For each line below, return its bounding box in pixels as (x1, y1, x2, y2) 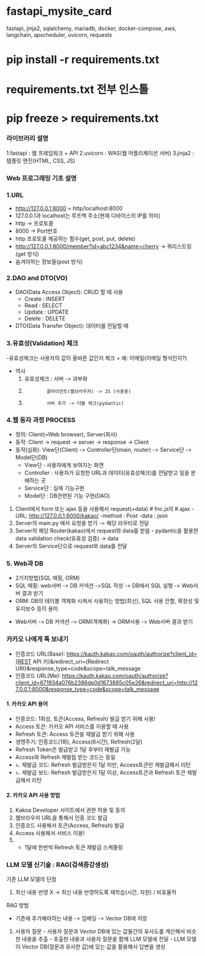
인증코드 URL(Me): (15, 672, 61, 679)
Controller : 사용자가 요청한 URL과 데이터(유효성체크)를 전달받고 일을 (24, 468, 190, 476)
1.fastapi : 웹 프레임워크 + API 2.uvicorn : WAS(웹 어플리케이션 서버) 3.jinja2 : (6, 149, 194, 157)
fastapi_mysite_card (6, 4, 112, 18)
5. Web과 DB (6, 559, 44, 567)
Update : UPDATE (24, 308, 69, 316)
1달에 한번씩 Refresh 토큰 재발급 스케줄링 (24, 843, 124, 851)
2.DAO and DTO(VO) (6, 273, 68, 282)
